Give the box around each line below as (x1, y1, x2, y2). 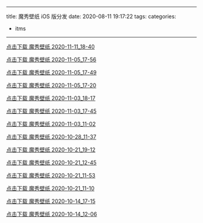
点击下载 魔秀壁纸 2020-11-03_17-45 (6, 107, 97, 115)
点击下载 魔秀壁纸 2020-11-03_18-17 (6, 95, 95, 102)
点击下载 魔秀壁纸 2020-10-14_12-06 (6, 210, 97, 218)
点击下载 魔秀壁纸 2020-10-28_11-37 (6, 133, 97, 140)
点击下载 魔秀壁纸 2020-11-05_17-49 (6, 69, 97, 76)
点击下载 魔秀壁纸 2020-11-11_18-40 (6, 43, 95, 50)
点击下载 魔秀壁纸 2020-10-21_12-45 (6, 159, 97, 166)
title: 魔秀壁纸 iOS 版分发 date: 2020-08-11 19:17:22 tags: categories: (6, 13, 176, 20)
